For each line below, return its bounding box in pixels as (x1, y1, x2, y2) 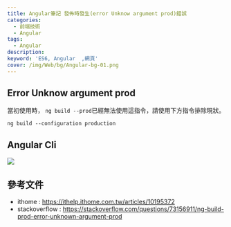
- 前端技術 (13, 23, 41, 30)
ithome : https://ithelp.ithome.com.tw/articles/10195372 (17, 198, 175, 206)
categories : (7, 17, 41, 24)
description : (7, 49, 45, 56)
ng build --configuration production (7, 120, 116, 127)
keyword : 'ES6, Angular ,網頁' (7, 55, 98, 62)
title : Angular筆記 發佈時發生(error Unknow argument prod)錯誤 (7, 10, 187, 17)
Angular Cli (7, 139, 57, 151)
